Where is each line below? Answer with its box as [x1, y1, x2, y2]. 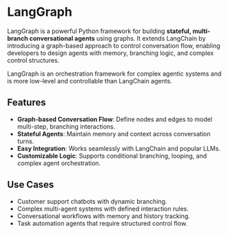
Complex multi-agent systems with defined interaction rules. [17, 204, 189, 213]
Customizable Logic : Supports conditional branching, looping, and [17, 151, 207, 160]
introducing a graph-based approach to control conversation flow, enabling [7, 41, 220, 50]
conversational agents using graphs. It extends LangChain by [29, 34, 206, 42]
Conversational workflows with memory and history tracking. [17, 211, 191, 220]
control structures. [7, 56, 60, 64]
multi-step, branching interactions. [17, 122, 116, 131]
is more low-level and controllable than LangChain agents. [7, 76, 172, 85]
